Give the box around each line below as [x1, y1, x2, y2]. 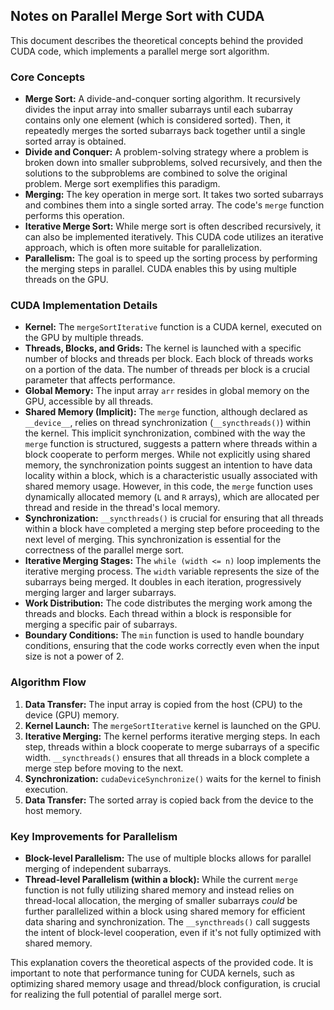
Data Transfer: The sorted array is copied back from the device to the [24, 794, 314, 806]
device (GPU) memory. [24, 709, 120, 721]
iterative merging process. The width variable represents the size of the [24, 565, 320, 578]
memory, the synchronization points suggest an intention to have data [24, 459, 313, 471]
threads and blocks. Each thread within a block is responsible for [24, 608, 292, 620]
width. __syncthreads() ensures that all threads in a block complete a [24, 751, 310, 763]
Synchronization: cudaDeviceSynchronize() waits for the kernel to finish [24, 772, 322, 784]
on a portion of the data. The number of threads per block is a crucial [24, 364, 310, 376]
